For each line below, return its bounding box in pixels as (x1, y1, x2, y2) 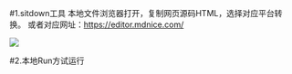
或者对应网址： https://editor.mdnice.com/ (26, 19, 184, 30)
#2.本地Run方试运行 (9, 55, 85, 66)
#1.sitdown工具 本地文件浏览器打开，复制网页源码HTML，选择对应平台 (9, 8, 276, 18)
